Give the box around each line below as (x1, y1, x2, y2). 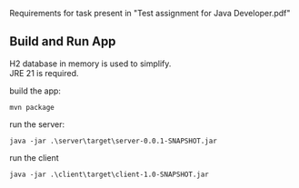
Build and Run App (9, 34, 116, 49)
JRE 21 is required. (9, 67, 79, 78)
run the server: (9, 118, 65, 130)
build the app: (9, 85, 62, 96)
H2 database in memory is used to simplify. (9, 58, 172, 69)
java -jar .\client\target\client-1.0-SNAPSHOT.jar (9, 170, 209, 179)
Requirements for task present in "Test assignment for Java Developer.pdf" (9, 8, 291, 18)
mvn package (9, 103, 55, 112)
